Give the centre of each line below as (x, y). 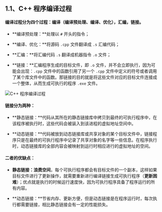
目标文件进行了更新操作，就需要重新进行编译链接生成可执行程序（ (78, 176)
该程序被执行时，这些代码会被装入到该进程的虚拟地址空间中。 (74, 123)
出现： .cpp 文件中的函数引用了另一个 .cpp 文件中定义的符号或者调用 (89, 71)
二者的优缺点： (20, 158)
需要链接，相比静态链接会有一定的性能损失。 (65, 204)
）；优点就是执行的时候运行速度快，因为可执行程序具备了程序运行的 (83, 182)
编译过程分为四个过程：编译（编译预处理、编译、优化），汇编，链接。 (74, 22)
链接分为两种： (20, 106)
